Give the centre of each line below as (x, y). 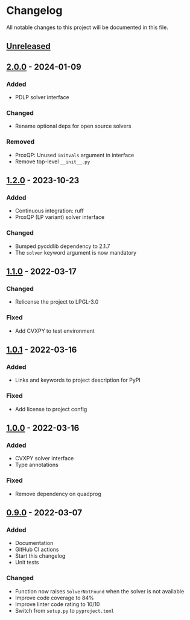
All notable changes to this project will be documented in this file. (87, 27)
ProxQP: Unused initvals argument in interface (74, 155)
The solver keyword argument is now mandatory (76, 252)
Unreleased (29, 46)
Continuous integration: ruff (49, 211)
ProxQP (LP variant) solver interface (60, 217)
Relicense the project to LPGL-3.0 (57, 302)
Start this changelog (40, 556)
